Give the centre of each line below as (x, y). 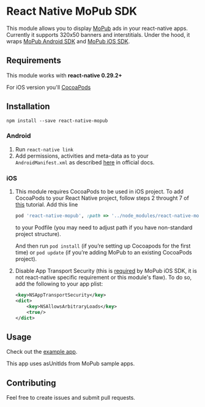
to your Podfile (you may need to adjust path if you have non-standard (104, 227)
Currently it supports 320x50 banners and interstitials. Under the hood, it (98, 34)
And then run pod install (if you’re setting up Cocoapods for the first (103, 246)
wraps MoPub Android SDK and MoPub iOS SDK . (68, 41)
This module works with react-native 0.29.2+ (64, 75)
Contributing (31, 383)
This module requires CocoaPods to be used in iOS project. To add (99, 192)
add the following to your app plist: (59, 284)
